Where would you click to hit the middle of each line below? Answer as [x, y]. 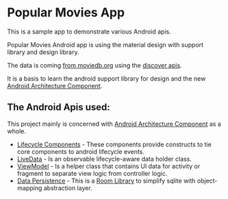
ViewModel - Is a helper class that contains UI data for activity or [109, 166]
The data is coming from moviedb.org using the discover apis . [95, 65]
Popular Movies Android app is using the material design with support [105, 44]
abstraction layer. [68, 188]
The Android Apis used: [59, 107]
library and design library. [43, 52]
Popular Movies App [66, 13]
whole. [16, 131]
